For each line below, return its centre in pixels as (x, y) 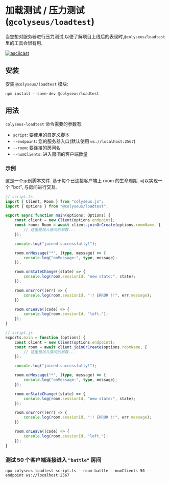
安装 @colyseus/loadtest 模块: (37, 84)
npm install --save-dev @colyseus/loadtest (52, 93)
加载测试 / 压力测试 (45, 10)
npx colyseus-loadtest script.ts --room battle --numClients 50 (75, 471)
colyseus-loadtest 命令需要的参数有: (44, 124)
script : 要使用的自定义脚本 (41, 135)
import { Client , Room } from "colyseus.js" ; (54, 201)
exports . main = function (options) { (45, 338)
